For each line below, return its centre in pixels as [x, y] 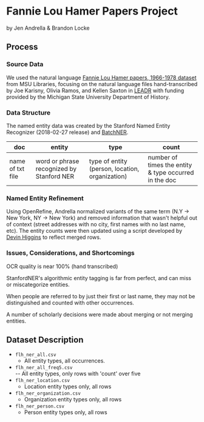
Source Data [25, 64]
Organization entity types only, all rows [73, 400]
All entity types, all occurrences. [64, 361]
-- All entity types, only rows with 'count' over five [78, 373]
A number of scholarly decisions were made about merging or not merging [100, 314]
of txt [17, 169]
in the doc [162, 180]
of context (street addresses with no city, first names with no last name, [96, 224]
